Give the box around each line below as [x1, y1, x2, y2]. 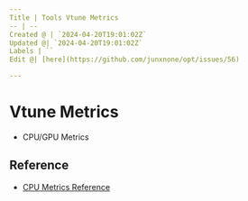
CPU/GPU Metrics [22, 132, 89, 142]
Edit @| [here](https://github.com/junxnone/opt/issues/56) [9, 55, 241, 64]
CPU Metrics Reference [22, 181, 111, 192]
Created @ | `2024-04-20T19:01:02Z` [9, 30, 147, 39]
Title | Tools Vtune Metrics [9, 13, 119, 23]
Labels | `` [9, 47, 54, 56]
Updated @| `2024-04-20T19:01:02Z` [9, 38, 143, 48]
